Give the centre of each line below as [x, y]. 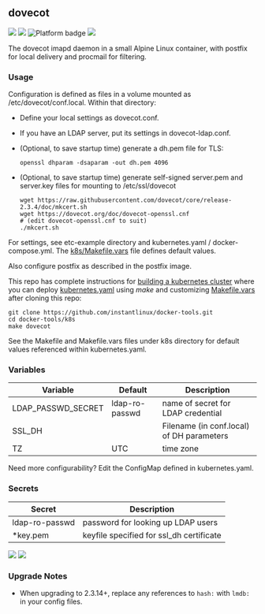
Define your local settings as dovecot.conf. [89, 118]
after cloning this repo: [45, 298]
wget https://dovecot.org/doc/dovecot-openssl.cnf [105, 214]
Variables [27, 370]
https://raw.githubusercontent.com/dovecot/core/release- [135, 200]
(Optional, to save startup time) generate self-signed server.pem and [131, 177]
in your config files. [51, 601]
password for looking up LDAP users [150, 522]
